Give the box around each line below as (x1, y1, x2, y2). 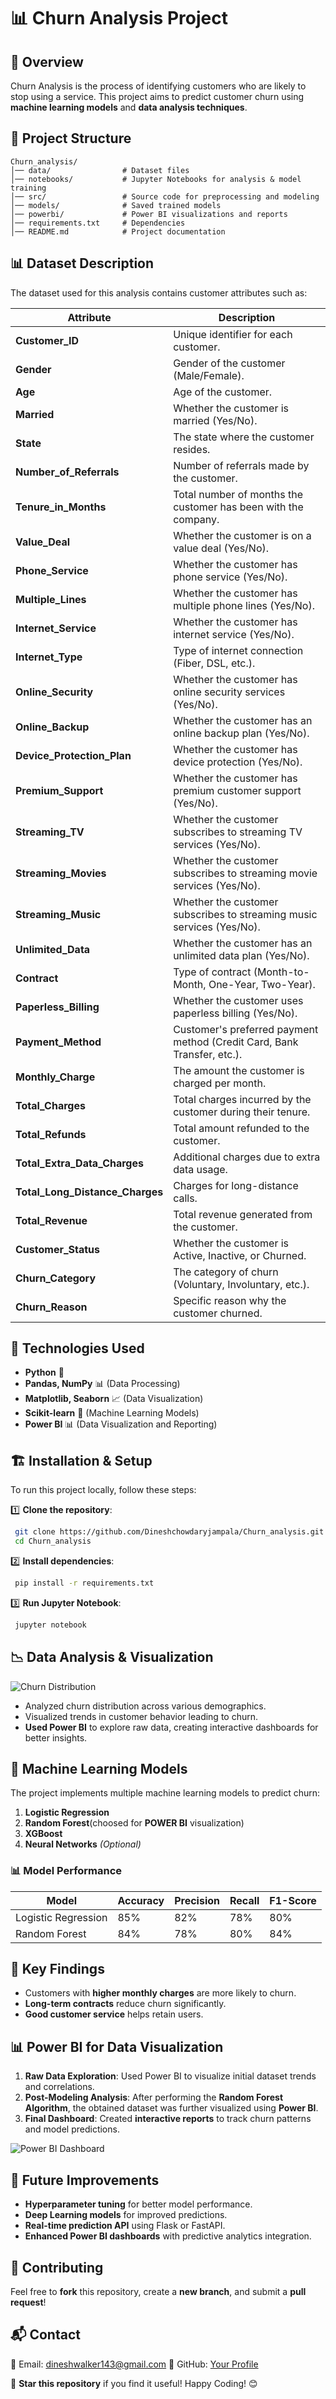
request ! (10, 2296, 47, 2308)
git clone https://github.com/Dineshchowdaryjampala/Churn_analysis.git (14, 1527, 325, 1537)
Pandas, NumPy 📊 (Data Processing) (24, 1378, 181, 1390)
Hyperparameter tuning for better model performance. (24, 2198, 253, 2210)
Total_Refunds (15, 1127, 87, 1141)
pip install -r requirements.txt (14, 1578, 155, 1588)
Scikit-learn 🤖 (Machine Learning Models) (24, 1407, 200, 1419)
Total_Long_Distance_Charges (15, 1185, 164, 1199)
